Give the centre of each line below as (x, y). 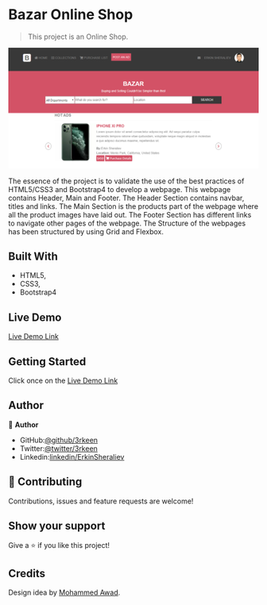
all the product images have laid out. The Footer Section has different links (130, 214)
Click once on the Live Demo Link (63, 381)
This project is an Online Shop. (78, 37)
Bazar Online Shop (71, 15)
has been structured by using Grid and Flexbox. (86, 231)
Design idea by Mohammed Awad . (64, 592)
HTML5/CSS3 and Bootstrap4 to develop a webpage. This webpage (120, 189)
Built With (33, 256)
